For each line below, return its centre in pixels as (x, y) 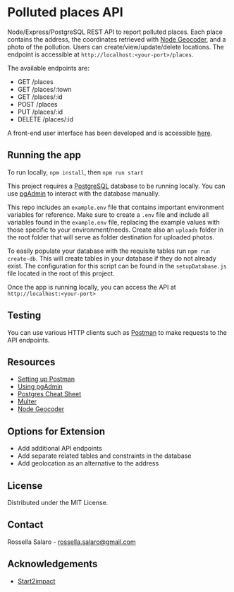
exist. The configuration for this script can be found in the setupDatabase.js (117, 266)
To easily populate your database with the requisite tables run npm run (109, 251)
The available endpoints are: (48, 68)
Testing (24, 315)
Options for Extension (56, 431)
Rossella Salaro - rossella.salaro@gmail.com (72, 542)
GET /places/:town (44, 89)
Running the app (44, 155)
